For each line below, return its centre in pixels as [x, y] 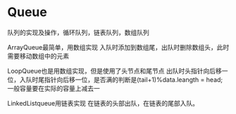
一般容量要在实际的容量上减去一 [54, 88]
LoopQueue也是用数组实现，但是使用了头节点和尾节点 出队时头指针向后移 [114, 71]
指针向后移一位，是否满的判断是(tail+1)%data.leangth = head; [133, 79]
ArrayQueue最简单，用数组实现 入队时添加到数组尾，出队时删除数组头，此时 [118, 47]
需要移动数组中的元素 [38, 56]
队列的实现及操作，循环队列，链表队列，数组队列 [78, 32]
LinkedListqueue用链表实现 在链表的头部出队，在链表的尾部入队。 [103, 103]
